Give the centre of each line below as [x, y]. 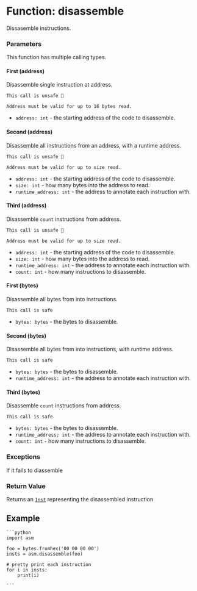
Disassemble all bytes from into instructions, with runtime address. [90, 349]
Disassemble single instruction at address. [59, 85]
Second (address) [30, 132]
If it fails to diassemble [34, 470]
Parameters [24, 44]
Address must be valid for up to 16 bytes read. [69, 107]
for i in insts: [27, 570]
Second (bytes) [27, 335]
